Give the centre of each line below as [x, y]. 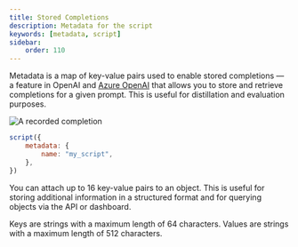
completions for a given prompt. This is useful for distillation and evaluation [147, 95]
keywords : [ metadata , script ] [65, 34]
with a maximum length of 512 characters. [86, 233]
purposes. [28, 104]
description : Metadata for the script [81, 26]
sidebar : [25, 42]
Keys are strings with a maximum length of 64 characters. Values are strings [149, 224]
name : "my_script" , [77, 154]
